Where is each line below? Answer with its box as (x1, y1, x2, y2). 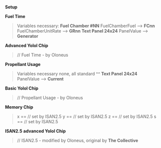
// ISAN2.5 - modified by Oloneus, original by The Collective (17, 138, 139, 143)
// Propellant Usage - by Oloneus (17, 95, 83, 100)
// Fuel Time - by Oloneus (17, 52, 69, 58)
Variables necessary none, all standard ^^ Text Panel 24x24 (17, 71, 138, 77)
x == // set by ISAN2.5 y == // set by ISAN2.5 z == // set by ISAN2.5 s (17, 114, 157, 119)
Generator (17, 33, 38, 39)
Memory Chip (5, 104, 34, 110)
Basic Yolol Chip (5, 85, 39, 91)
